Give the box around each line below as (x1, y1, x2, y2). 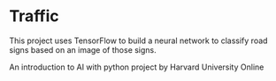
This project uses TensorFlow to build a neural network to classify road (9, 35, 268, 46)
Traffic (9, 6, 59, 26)
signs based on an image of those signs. (9, 44, 157, 55)
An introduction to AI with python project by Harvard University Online (9, 62, 264, 72)
